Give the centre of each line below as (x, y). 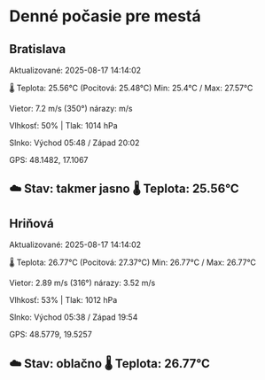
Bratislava (38, 49)
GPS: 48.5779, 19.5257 (51, 335)
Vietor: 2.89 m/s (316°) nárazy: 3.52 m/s (82, 283)
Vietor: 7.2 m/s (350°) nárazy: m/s (71, 109)
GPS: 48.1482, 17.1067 (49, 160)
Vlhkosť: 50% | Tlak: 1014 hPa (63, 125)
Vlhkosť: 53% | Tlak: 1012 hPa (63, 300)
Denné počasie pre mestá (105, 16)
